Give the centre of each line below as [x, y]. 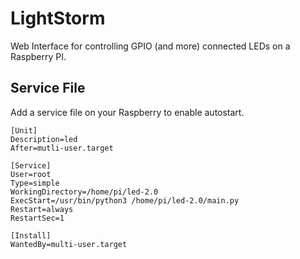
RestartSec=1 [37, 218]
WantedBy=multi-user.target [69, 244]
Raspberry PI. [38, 56]
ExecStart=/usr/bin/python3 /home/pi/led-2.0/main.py [125, 200]
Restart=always [42, 209]
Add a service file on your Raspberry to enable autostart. [127, 112]
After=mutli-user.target [62, 148]
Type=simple [35, 183]
